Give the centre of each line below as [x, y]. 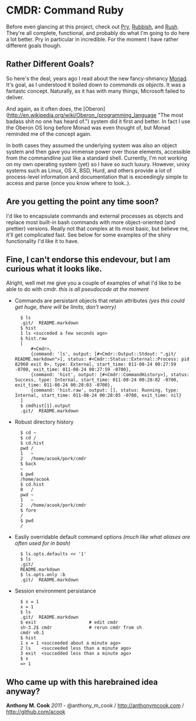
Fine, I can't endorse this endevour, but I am [88, 259]
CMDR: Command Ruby [65, 10]
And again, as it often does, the [44, 109]
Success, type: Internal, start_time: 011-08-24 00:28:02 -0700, [97, 380]
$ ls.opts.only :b [43, 575]
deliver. [15, 97]
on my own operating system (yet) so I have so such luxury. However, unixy [98, 164]
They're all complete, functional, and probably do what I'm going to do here [98, 33]
